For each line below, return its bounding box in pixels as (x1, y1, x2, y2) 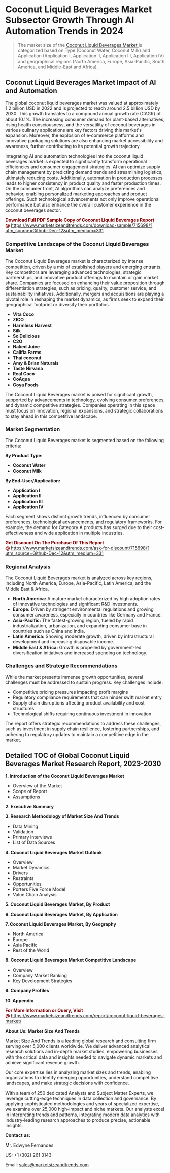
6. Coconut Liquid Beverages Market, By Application (5, 911, 118, 917)
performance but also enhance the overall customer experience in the (5, 201, 151, 208)
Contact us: (5, 1132, 30, 1138)
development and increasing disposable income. (12, 638, 114, 644)
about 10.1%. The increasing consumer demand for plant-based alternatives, (5, 116, 165, 122)
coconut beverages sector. (5, 207, 62, 213)
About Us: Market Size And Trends (5, 1028, 80, 1034)
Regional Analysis (5, 563, 51, 570)
